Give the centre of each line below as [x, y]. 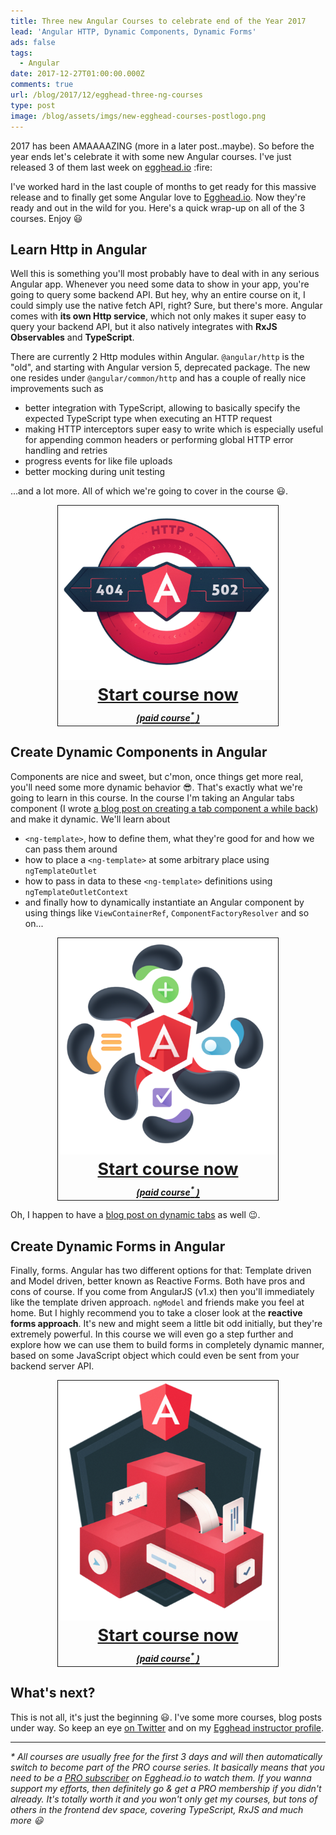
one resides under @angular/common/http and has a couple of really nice [158, 378]
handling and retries [66, 451]
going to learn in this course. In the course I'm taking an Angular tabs [152, 797]
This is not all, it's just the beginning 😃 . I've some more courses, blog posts [166, 1717]
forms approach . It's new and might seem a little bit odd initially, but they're [166, 1324]
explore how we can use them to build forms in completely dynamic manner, [167, 1345]
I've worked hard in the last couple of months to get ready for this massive [163, 186]
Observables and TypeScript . [72, 337]
